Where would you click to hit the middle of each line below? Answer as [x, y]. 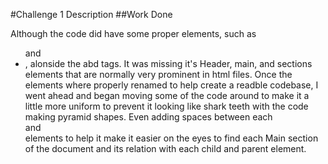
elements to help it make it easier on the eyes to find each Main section [171, 138]
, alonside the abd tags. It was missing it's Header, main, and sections [168, 63]
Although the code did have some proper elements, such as [133, 33]
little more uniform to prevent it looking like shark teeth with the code [166, 106]
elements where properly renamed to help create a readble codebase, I [171, 85]
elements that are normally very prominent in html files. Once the [158, 74]
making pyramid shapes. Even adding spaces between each [148, 117]
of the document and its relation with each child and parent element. [165, 148]
